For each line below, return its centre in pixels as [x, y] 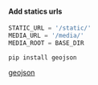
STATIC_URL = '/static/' [50, 28]
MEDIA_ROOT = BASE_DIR [46, 43]
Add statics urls [35, 11]
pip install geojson [43, 57]
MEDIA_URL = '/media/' [46, 36]
